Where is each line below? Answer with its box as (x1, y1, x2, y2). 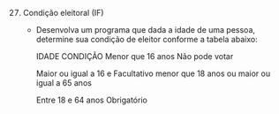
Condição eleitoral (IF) (22, 8, 104, 18)
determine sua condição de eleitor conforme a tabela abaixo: (35, 34, 259, 44)
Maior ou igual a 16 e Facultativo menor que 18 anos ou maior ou (35, 68, 271, 79)
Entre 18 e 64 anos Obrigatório (35, 95, 148, 105)
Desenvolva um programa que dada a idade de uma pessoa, (35, 25, 255, 34)
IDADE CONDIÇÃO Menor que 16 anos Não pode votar (35, 51, 234, 61)
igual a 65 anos (35, 78, 92, 87)
